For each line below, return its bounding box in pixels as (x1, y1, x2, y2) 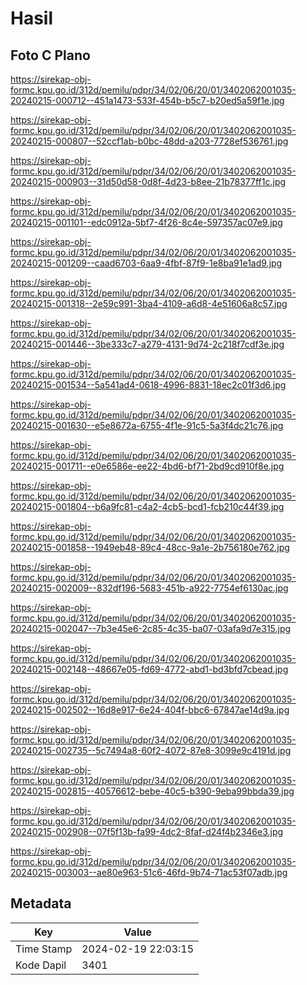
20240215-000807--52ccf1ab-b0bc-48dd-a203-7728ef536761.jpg (10, 135, 289, 147)
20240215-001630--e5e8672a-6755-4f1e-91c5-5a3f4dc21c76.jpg (10, 420, 284, 431)
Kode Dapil (15, 958, 67, 972)
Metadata (10, 895, 72, 912)
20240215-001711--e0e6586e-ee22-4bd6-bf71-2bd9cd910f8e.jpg (10, 460, 285, 472)
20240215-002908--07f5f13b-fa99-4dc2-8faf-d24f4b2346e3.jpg (10, 826, 284, 837)
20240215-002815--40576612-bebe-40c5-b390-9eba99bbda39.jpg (10, 785, 295, 797)
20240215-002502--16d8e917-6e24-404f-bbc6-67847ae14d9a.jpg (10, 704, 290, 716)
